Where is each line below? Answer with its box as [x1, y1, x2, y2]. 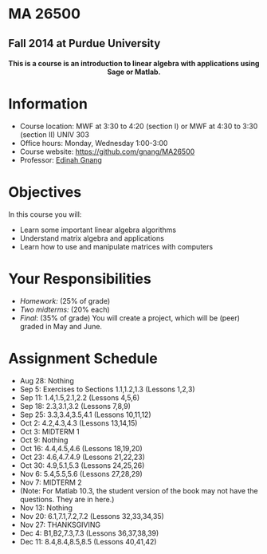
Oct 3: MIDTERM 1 [19, 426, 80, 436]
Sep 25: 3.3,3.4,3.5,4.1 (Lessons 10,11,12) [19, 410, 151, 419]
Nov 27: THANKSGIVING [19, 520, 101, 529]
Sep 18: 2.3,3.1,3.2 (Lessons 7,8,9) [19, 401, 132, 411]
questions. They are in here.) [19, 494, 115, 504]
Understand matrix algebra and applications [19, 234, 165, 243]
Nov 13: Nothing [19, 503, 73, 513]
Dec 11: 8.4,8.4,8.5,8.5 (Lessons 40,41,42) [19, 536, 157, 546]
